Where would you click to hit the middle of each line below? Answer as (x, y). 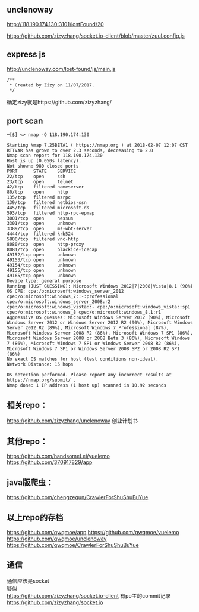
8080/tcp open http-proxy (45, 245)
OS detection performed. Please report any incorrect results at (89, 375)
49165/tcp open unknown (42, 276)
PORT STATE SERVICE (42, 171)
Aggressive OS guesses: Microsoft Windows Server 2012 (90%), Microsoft (99, 318)
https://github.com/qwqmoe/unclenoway (57, 539)
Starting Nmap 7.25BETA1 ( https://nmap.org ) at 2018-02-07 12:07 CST (97, 146)
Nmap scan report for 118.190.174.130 (55, 156)
